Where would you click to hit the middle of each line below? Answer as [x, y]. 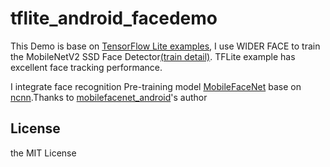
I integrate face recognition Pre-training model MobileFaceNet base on [156, 86]
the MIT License [43, 153]
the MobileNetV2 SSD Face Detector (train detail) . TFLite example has [153, 56]
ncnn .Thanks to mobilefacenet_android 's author [109, 97]
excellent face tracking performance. [86, 67]
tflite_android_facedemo [114, 18]
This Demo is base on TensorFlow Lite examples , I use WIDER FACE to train [165, 46]
